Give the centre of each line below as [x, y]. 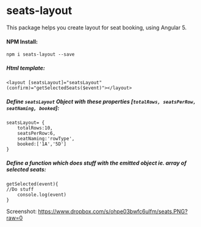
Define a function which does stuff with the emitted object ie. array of [97, 163]
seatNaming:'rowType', [46, 139]
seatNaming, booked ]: [33, 108]
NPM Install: [22, 41]
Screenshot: [22, 212]
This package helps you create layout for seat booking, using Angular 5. [97, 27]
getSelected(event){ [33, 184]
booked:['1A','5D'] [42, 144]
